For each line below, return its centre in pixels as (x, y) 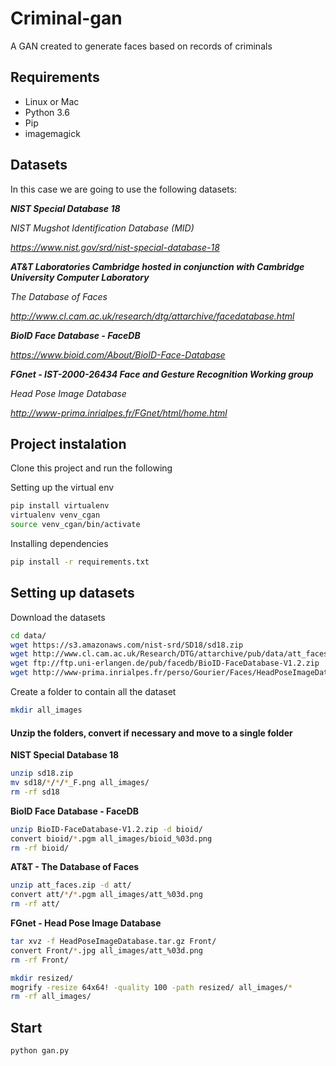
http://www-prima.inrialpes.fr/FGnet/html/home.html (119, 413)
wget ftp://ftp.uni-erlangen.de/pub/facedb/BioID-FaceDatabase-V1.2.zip (165, 663)
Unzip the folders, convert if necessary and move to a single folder (151, 733)
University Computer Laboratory (80, 277)
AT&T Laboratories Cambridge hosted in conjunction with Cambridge (157, 266)
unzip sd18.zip (42, 773)
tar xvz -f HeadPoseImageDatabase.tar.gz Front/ (113, 942)
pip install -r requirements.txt (80, 562)
